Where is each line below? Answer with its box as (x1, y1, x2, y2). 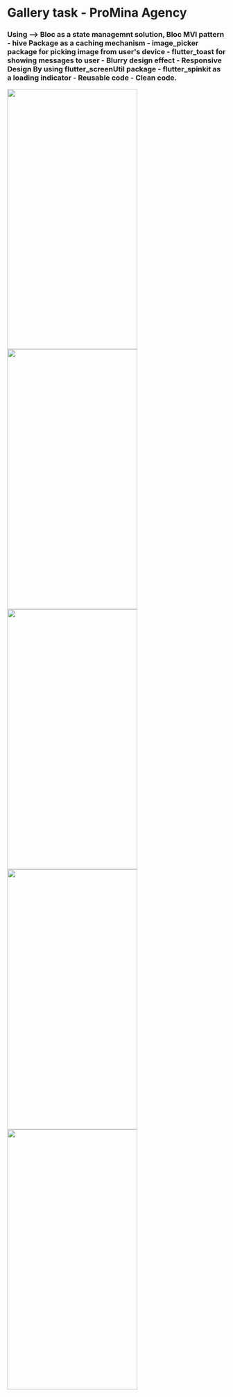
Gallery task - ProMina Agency (7, 5, 187, 21)
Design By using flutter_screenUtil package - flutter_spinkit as (7, 65, 221, 74)
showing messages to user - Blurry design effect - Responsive (7, 55, 222, 65)
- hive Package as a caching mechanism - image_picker (7, 38, 199, 48)
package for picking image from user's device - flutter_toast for (7, 47, 226, 57)
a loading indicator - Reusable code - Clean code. (7, 73, 178, 83)
